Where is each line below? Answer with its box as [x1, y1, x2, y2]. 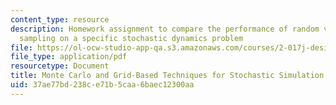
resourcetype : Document [10, 61, 110, 71]
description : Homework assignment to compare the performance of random [10, 24, 320, 34]
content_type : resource [10, 14, 110, 25]
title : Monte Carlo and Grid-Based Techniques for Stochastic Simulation [10, 71, 325, 81]
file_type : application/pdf [10, 52, 128, 62]
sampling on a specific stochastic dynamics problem [19, 33, 244, 43]
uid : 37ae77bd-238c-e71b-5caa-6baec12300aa [10, 80, 195, 90]
